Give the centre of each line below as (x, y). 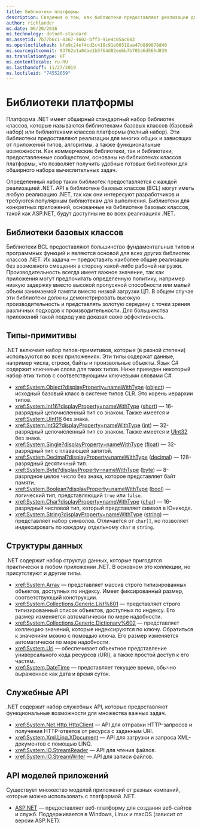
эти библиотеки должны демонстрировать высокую (73, 298)
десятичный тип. (66, 463)
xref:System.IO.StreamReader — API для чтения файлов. (86, 750)
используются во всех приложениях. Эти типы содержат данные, (90, 356)
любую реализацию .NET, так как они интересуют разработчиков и (93, 195)
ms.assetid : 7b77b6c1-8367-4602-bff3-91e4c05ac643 (71, 40)
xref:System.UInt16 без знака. (52, 419)
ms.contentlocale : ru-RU (37, 62)
